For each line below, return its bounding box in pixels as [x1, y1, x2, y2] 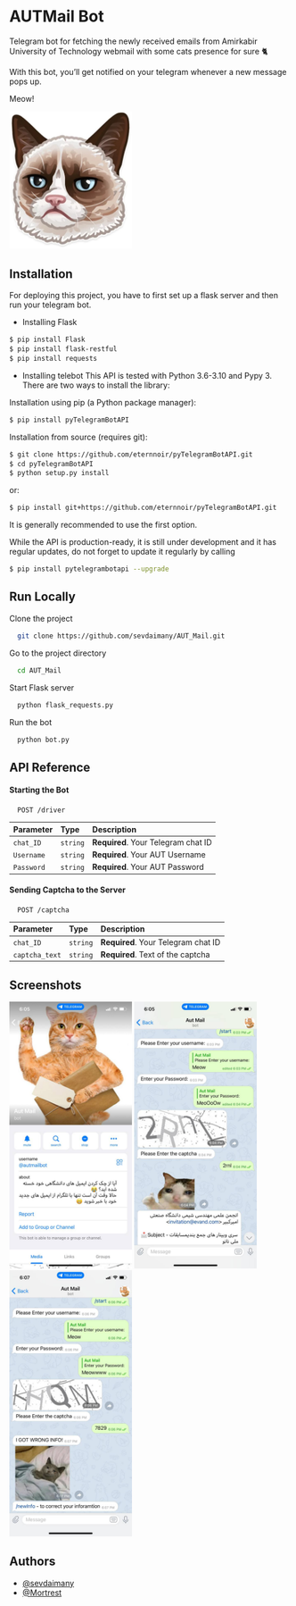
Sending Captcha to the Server [9, 884, 127, 895]
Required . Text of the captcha [100, 949, 210, 959]
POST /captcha [17, 905, 70, 915]
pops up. [9, 76, 42, 87]
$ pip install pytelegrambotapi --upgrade [9, 565, 169, 573]
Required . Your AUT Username [92, 849, 207, 859]
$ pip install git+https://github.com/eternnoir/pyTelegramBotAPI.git [9, 503, 277, 513]
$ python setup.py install [9, 469, 110, 478]
